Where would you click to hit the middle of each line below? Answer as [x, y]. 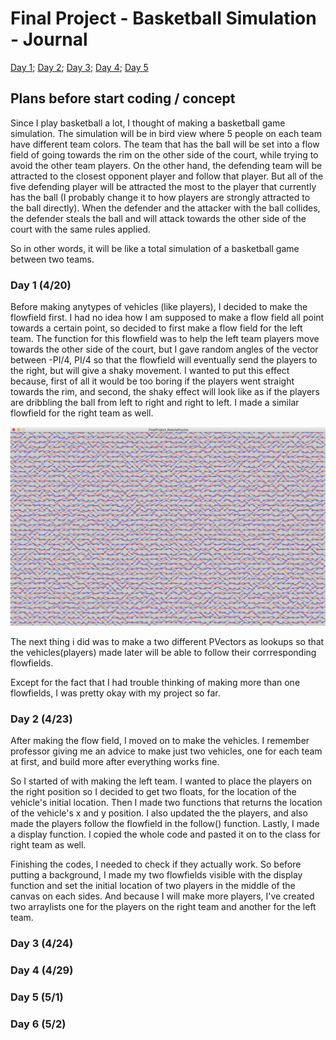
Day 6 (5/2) [38, 1024]
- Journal [49, 39]
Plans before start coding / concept [123, 98]
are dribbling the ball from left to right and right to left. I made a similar [155, 403]
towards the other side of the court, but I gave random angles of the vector [164, 349]
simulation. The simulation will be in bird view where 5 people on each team [166, 133]
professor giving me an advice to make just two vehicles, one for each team [166, 751]
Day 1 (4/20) [41, 285]
